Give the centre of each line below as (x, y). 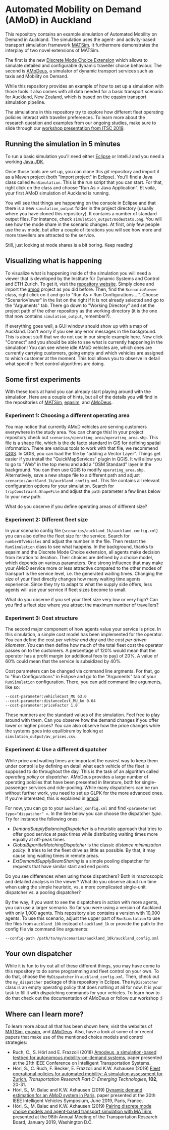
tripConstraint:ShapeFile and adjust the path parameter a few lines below (83, 491)
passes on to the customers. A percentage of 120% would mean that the (80, 651)
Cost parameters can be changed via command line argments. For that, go (82, 671)
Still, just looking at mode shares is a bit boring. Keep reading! (69, 245)
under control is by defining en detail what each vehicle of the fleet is (77, 766)
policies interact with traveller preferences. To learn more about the (75, 117)
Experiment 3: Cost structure (42, 618)
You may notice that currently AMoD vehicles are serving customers (76, 426)
